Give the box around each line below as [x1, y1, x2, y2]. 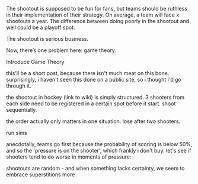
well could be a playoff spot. [6, 24, 75, 31]
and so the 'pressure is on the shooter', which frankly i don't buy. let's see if [6, 147, 191, 154]
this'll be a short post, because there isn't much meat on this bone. [6, 70, 170, 76]
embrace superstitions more [6, 171, 75, 178]
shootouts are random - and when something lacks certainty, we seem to [6, 165, 185, 172]
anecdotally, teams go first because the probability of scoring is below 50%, [6, 141, 193, 147]
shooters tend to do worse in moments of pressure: [6, 153, 132, 160]
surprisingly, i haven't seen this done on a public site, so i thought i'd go [6, 76, 182, 83]
